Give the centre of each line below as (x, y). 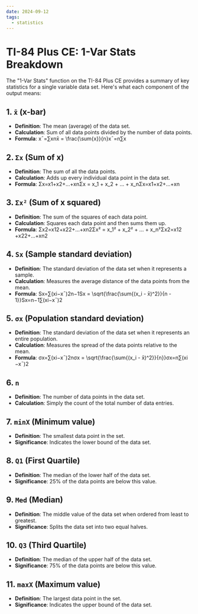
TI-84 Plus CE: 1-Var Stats (71, 52)
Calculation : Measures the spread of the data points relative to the (96, 345)
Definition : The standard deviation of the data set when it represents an (102, 333)
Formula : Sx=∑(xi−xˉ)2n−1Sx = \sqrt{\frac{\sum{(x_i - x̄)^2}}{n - (93, 294)
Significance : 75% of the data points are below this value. (85, 566)
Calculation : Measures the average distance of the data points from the (102, 281)
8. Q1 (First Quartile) (43, 461)
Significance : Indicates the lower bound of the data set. (83, 442)
